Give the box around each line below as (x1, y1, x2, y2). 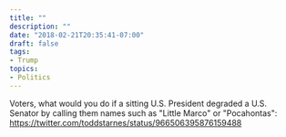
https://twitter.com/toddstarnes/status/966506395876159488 (9, 117, 242, 128)
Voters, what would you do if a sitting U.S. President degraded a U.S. (9, 98, 267, 109)
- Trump (9, 56, 39, 65)
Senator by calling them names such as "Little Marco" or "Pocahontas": (9, 107, 278, 119)
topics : (9, 65, 39, 74)
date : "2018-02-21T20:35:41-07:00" (9, 30, 145, 39)
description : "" (9, 22, 71, 31)
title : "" (9, 13, 47, 23)
